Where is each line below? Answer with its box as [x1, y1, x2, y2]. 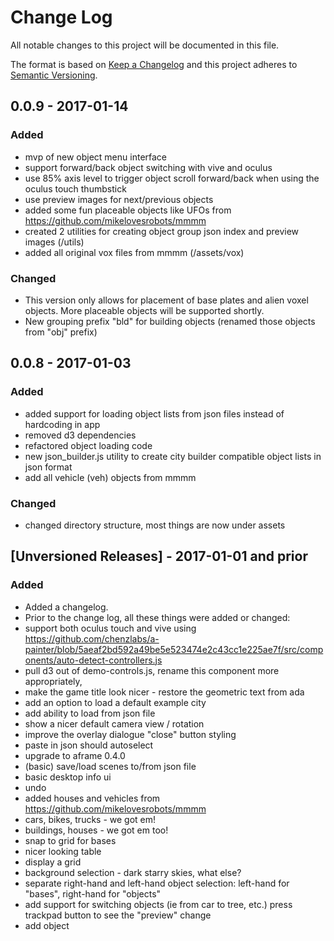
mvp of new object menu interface [24, 151, 168, 163]
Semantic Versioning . [10, 69, 98, 81]
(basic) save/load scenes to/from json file [24, 760, 197, 772]
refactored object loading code [24, 439, 153, 451]
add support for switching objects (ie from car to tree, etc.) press [24, 898, 293, 910]
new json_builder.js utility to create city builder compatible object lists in [24, 450, 322, 462]
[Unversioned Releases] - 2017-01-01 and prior [10, 548, 308, 565]
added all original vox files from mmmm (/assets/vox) [24, 246, 245, 258]
